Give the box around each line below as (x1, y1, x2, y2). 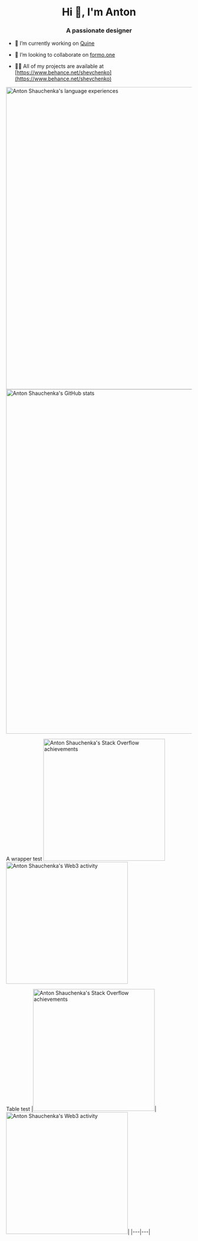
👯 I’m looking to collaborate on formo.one (14, 51, 115, 59)
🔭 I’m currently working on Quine (14, 40, 95, 47)
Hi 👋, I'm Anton (61, 5, 137, 19)
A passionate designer (65, 27, 133, 35)
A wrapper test (6, 856, 42, 863)
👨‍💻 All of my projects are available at (14, 63, 104, 70)
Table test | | (6, 1106, 157, 1113)
